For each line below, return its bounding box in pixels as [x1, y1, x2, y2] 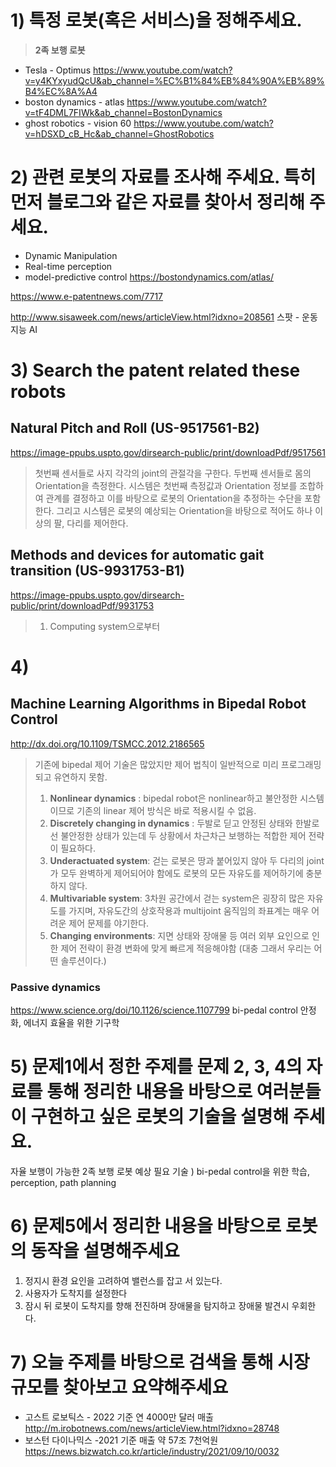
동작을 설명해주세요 [30, 1240, 180, 1263]
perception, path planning [10, 1176, 117, 1188]
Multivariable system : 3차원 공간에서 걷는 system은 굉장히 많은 [49, 892, 305, 904]
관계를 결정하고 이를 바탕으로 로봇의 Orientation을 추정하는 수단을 [45, 492, 303, 504]
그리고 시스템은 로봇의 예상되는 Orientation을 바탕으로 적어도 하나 [56, 504, 313, 516]
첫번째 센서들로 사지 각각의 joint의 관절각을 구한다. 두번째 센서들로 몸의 [34, 467, 312, 479]
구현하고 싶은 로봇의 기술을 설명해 [30, 1106, 290, 1128]
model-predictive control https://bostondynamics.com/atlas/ [24, 271, 274, 283]
